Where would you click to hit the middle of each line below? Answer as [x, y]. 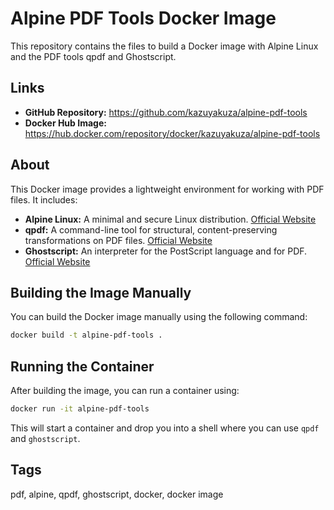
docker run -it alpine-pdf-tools [80, 409]
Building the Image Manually [101, 292]
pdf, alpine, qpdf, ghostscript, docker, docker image [117, 494]
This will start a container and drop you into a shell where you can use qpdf [165, 428]
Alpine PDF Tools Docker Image [143, 18]
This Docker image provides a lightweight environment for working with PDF [167, 189]
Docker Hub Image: [65, 123]
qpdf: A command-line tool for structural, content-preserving [151, 229]
